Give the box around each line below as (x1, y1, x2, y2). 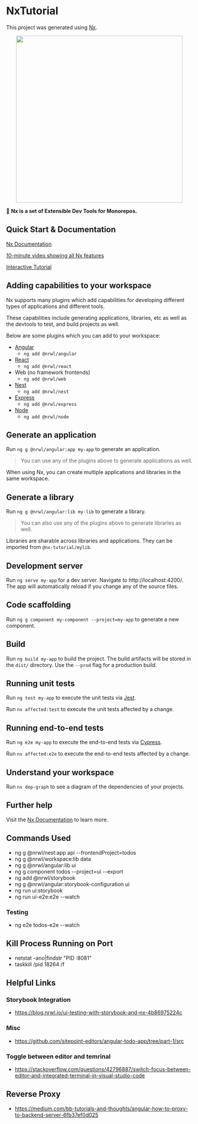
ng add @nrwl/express (23, 401, 77, 407)
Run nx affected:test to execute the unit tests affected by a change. (6, 706, 174, 713)
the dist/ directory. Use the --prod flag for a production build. (6, 661, 157, 668)
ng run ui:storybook (14, 887, 63, 894)
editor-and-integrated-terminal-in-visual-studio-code (14, 1072, 145, 1079)
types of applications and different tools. (6, 303, 105, 310)
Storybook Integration (6, 996, 71, 1004)
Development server (6, 561, 83, 571)
